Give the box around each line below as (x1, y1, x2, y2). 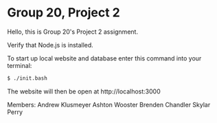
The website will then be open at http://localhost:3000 (7, 87, 161, 96)
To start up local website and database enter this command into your (7, 54, 202, 63)
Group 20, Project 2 (7, 5, 120, 21)
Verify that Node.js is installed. (7, 41, 94, 49)
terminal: (7, 61, 32, 69)
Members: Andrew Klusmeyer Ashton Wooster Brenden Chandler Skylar (7, 100, 211, 109)
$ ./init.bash (7, 74, 48, 82)
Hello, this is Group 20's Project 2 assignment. (7, 27, 139, 36)
